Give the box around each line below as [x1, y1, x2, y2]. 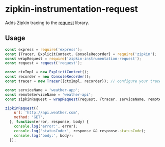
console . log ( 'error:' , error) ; [14, 124, 78, 129]
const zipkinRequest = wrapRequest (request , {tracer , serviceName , [5, 97, 146, 102]
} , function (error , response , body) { [9, 119, 89, 124]
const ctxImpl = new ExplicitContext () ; [5, 70, 89, 75]
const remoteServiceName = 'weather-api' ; [5, 92, 93, 97]
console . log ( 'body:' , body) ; [14, 133, 74, 138]
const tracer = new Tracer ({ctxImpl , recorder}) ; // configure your [5, 79, 148, 84]
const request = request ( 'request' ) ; [5, 60, 82, 66]
